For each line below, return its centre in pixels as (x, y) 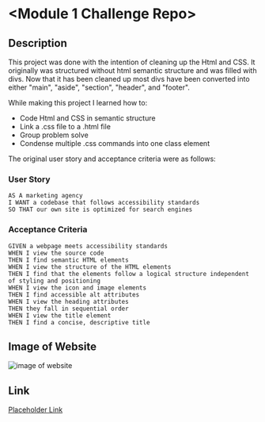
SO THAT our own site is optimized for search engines (100, 210)
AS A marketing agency (45, 196)
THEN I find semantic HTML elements (68, 260)
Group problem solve (54, 135)
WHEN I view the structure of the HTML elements (90, 267)
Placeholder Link (36, 410)
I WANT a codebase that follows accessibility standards (104, 203)
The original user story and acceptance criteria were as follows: (112, 159)
